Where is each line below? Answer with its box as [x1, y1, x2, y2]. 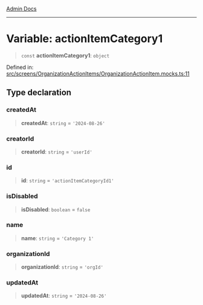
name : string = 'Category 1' [21, 234, 94, 242]
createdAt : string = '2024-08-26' [21, 119, 106, 126]
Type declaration [6, 88, 71, 98]
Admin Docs [6, 5, 37, 12]
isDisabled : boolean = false [21, 205, 91, 213]
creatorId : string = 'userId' [21, 148, 92, 155]
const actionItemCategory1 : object [21, 51, 110, 59]
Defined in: [6, 63, 34, 71]
